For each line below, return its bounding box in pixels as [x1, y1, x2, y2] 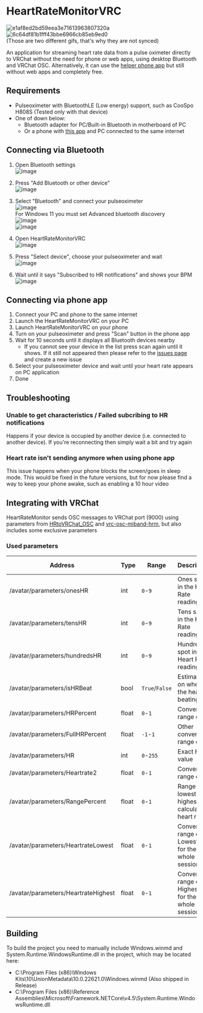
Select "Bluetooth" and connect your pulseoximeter [14, 197, 144, 204]
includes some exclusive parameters [6, 527, 98, 534]
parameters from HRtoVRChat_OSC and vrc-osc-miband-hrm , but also [6, 520, 182, 527]
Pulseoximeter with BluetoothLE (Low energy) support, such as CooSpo [14, 102, 194, 109]
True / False [141, 684, 172, 692]
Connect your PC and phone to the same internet [14, 311, 138, 318]
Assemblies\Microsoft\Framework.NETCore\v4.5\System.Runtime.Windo [14, 995, 195, 1002]
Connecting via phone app [6, 295, 108, 305]
